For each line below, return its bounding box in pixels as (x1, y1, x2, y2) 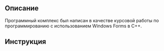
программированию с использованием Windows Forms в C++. (5, 23, 142, 29)
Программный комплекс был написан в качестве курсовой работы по (5, 17, 159, 23)
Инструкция (5, 37, 46, 46)
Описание (5, 4, 39, 13)
